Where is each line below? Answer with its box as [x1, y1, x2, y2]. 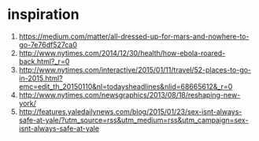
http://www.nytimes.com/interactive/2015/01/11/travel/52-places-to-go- [18, 65, 252, 74]
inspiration [7, 6, 80, 24]
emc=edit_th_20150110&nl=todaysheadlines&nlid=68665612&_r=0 [18, 81, 233, 91]
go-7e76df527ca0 [18, 39, 78, 49]
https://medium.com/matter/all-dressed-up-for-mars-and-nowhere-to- [18, 32, 250, 41]
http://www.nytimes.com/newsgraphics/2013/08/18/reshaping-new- [18, 90, 241, 99]
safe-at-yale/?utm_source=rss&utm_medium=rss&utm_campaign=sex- [18, 115, 249, 124]
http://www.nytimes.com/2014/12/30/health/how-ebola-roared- [18, 48, 226, 58]
